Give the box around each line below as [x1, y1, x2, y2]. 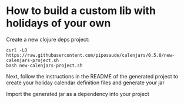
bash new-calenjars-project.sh [6, 63, 83, 68]
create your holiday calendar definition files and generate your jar [6, 79, 165, 86]
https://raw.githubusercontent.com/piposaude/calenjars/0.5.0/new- [6, 52, 175, 58]
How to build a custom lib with [6, 4, 156, 18]
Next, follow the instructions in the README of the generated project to [6, 73, 179, 80]
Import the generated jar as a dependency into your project [6, 90, 150, 97]
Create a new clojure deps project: [6, 36, 90, 43]
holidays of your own [6, 16, 111, 30]
